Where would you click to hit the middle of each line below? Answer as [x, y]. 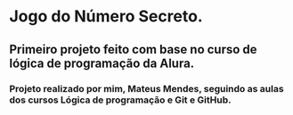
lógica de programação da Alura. [102, 63]
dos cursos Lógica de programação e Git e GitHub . [120, 100]
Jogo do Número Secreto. [106, 16]
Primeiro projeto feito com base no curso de [133, 49]
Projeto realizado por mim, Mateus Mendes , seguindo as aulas [146, 88]
